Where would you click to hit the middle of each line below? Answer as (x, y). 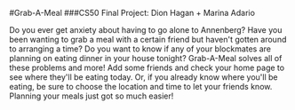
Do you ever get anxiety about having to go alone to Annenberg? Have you (146, 30)
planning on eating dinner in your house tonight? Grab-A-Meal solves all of (146, 58)
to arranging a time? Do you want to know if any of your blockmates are (140, 49)
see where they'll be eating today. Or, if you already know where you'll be (144, 77)
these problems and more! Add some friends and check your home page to (147, 67)
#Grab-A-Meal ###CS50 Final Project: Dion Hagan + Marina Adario (132, 13)
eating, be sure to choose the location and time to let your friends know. (141, 86)
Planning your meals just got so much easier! (92, 96)
